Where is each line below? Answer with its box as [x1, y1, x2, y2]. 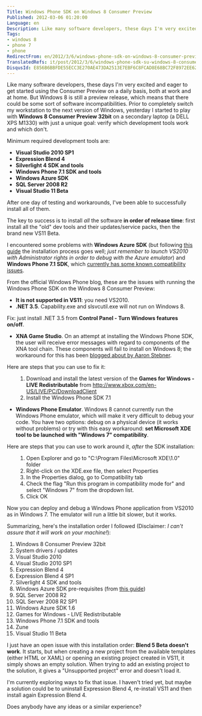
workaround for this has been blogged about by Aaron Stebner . [15, 352, 172, 359]
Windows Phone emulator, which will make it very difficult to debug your [15, 412, 194, 419]
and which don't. [7, 126, 49, 133]
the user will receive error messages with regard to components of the [15, 339, 190, 346]
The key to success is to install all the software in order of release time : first [7, 217, 195, 224]
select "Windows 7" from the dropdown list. [26, 487, 134, 494]
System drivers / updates [15, 547, 78, 554]
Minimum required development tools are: [7, 138, 110, 145]
